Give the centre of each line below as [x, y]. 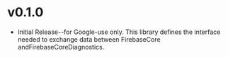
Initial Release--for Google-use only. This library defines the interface [119, 32]
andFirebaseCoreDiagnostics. [61, 47]
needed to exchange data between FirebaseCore [89, 39]
